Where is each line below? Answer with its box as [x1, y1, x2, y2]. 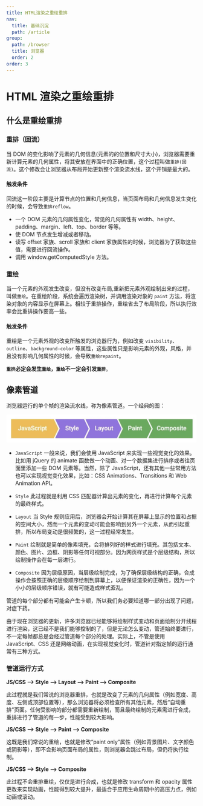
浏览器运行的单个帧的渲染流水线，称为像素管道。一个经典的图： [6, 402, 165, 409]
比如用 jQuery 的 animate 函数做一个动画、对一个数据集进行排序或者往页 [14, 456, 195, 464]
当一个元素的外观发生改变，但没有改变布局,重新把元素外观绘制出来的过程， [6, 285, 193, 292]
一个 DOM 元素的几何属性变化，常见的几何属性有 [14, 215, 137, 222]
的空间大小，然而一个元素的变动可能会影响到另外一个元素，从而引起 [14, 520, 185, 527]
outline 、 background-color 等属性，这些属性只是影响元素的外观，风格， [6, 345, 187, 352]
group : [6, 35, 23, 42]
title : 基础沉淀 [11, 22, 50, 28]
